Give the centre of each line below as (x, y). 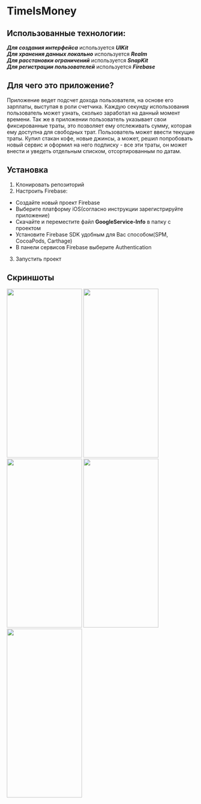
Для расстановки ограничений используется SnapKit (78, 60)
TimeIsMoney (42, 11)
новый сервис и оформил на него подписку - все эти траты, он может (97, 145)
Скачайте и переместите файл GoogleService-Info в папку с (93, 222)
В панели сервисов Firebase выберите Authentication (83, 247)
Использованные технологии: (66, 33)
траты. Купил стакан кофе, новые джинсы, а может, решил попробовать (100, 138)
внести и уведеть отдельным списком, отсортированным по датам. (94, 151)
